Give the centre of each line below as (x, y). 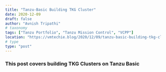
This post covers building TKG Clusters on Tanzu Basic (72, 64)
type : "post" (19, 46)
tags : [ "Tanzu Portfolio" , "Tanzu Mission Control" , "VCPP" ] (69, 33)
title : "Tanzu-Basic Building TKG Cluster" (51, 10)
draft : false (19, 19)
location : (15, 37)
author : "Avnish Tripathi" (33, 23)
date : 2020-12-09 (23, 14)
